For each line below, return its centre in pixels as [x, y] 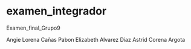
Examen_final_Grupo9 [33, 28]
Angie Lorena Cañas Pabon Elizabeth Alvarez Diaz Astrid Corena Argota [96, 39]
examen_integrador [57, 11]
